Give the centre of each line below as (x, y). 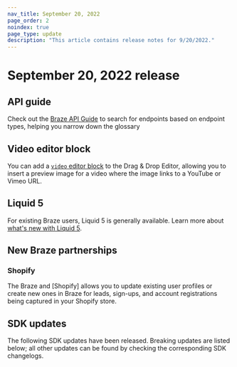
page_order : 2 (28, 21)
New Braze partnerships (62, 251)
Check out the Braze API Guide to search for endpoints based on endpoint (116, 119)
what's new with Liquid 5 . (44, 228)
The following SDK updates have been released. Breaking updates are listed (119, 341)
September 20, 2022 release (94, 76)
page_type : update (35, 34)
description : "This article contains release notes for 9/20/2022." (111, 41)
